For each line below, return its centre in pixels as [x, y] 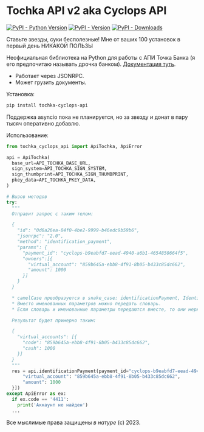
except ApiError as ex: [36, 394]
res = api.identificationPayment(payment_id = [70, 371]
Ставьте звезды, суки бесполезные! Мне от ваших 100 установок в [93, 39]
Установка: [21, 94]
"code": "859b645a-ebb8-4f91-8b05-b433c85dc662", [86, 343]
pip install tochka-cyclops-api [47, 105]
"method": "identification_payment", [65, 242]
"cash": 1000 [39, 349]
